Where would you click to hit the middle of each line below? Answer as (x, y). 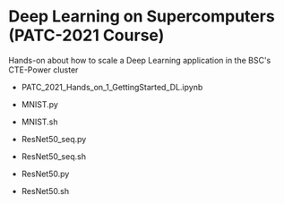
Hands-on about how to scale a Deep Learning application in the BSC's (140, 60)
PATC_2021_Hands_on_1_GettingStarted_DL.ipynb (112, 87)
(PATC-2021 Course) (86, 35)
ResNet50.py (45, 174)
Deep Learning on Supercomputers (142, 17)
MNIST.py (40, 104)
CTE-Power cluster (43, 70)
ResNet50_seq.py (54, 139)
